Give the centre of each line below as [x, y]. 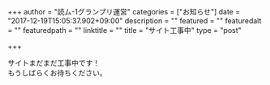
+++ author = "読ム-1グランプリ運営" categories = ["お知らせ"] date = [124, 12]
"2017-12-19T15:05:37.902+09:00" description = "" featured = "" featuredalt [135, 21]
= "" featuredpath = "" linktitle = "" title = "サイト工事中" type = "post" [125, 30]
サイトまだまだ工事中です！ [54, 63]
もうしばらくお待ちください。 [57, 73]
